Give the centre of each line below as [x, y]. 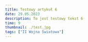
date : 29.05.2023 [22, 14]
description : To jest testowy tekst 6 [44, 18]
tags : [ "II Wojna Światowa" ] [34, 32]
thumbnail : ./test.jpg [28, 28]
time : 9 [13, 23]
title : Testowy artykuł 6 [31, 9]
